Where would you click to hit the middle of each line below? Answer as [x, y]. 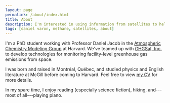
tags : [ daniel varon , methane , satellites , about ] [60, 29]
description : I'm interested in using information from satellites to [81, 24]
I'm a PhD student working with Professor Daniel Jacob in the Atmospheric [83, 43]
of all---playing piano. [40, 95]
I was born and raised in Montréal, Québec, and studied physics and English [84, 70]
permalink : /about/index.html [37, 15]
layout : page [19, 10]
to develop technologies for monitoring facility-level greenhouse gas [76, 54]
